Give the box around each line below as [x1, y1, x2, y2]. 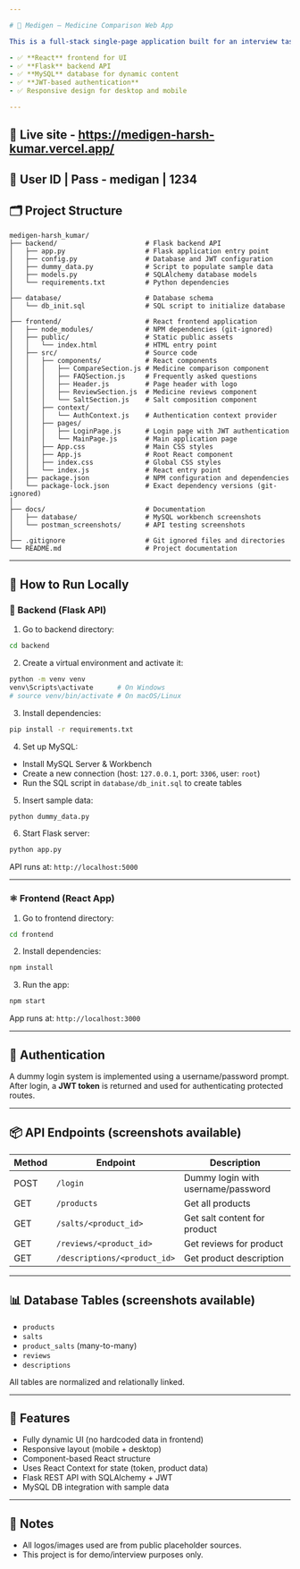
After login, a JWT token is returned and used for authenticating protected [9, 1081, 284, 1092]
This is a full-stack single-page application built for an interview [9, 37, 278, 46]
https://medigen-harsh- [78, 127, 215, 143]
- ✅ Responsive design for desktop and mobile [9, 87, 187, 96]
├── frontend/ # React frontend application [9, 317, 257, 326]
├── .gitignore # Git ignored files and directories [9, 536, 286, 545]
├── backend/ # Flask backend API [9, 239, 221, 249]
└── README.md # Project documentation [9, 544, 238, 553]
